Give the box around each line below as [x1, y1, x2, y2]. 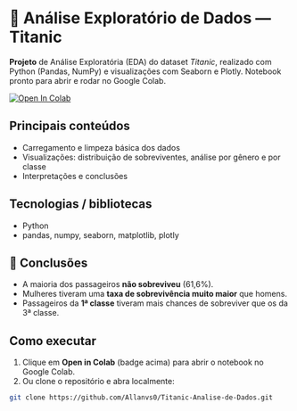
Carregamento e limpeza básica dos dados [21, 142, 181, 152]
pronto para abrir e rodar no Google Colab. [9, 75, 167, 86]
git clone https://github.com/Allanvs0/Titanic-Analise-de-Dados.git [9, 393, 274, 402]
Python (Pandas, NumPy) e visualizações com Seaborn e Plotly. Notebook [9, 66, 282, 77]
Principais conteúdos [9, 119, 131, 134]
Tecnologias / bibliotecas [9, 196, 153, 212]
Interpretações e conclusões [21, 170, 128, 181]
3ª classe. [21, 308, 60, 318]
